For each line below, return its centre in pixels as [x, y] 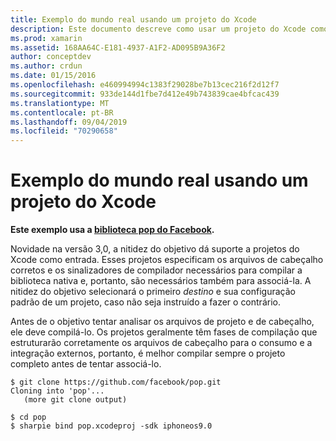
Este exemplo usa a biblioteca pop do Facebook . [112, 230]
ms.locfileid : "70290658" [64, 131]
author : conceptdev [51, 57]
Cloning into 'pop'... [57, 391]
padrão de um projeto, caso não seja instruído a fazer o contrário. [145, 302]
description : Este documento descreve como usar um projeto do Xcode [158, 29]
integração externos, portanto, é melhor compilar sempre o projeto [148, 353]
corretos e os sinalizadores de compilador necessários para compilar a [156, 270]
